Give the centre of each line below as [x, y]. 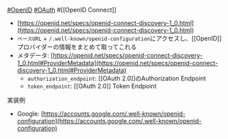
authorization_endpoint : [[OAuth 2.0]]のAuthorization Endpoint [117, 78]
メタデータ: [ [35, 55]
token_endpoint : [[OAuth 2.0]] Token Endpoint [92, 86]
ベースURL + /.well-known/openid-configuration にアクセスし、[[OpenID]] [119, 38]
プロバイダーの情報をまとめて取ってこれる [77, 47]
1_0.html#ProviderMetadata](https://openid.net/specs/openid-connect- [117, 63]
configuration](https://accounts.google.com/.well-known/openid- [109, 121]
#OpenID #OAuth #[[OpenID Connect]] [62, 10]
